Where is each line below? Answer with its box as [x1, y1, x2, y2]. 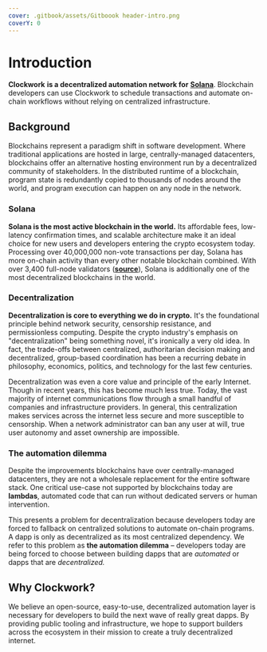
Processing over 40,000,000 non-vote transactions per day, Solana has [8, 247, 243, 256]
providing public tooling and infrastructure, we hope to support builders [8, 618, 243, 628]
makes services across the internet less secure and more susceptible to [8, 410, 245, 420]
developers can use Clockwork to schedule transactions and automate [8, 89, 241, 98]
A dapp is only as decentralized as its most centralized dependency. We [8, 532, 245, 542]
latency [8, 230, 33, 239]
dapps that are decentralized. [8, 558, 105, 567]
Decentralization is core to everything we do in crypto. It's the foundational [8, 310, 260, 320]
